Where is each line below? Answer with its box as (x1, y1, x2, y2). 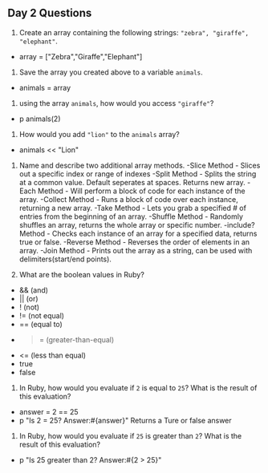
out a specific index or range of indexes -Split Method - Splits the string (18, 168, 257, 179)
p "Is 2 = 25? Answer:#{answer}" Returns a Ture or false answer (18, 415, 232, 425)
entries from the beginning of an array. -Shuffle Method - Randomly (18, 212, 244, 221)
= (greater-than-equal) (39, 334, 115, 344)
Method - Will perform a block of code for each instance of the (38, 186, 246, 196)
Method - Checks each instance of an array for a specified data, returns (18, 228, 258, 238)
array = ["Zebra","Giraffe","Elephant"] (18, 51, 143, 61)
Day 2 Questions (7, 6, 92, 20)
